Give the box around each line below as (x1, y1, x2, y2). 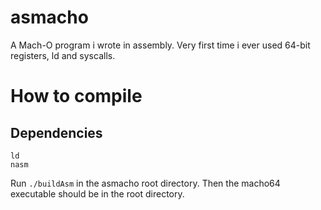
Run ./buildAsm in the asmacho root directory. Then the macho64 (10, 177, 281, 189)
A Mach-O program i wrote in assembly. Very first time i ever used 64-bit (10, 39, 311, 51)
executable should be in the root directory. (10, 187, 185, 200)
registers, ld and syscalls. (10, 49, 116, 61)
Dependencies (10, 124, 103, 141)
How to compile (10, 85, 143, 108)
